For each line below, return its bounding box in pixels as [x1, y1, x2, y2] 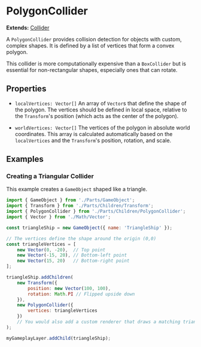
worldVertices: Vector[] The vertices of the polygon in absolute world [14, 124, 190, 131]
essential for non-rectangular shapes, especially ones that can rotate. [6, 66, 178, 73]
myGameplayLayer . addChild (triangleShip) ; [6, 335, 111, 341]
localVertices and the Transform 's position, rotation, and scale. [14, 137, 172, 144]
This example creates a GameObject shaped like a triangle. [6, 186, 148, 193]
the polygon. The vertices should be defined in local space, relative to [14, 106, 187, 113]
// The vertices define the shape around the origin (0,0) [6, 236, 157, 242]
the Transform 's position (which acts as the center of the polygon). [14, 112, 179, 119]
